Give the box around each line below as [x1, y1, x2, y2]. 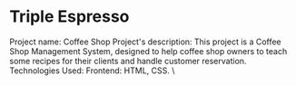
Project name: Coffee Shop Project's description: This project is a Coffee [9, 36, 281, 47]
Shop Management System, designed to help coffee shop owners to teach [9, 45, 288, 56]
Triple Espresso [9, 6, 130, 27]
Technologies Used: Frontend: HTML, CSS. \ [9, 65, 175, 76]
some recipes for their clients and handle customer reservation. [9, 55, 247, 66]
